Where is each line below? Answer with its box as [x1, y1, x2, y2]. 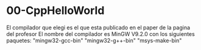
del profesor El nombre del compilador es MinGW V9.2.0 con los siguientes [6, 30, 195, 37]
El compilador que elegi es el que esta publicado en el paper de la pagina [6, 24, 191, 31]
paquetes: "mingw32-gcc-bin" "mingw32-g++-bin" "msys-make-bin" [6, 37, 182, 44]
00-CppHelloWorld [6, 4, 105, 18]
